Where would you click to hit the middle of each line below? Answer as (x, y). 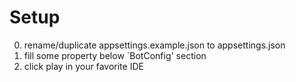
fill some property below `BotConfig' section (115, 55)
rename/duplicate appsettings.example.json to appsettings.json (154, 45)
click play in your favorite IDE (83, 66)
